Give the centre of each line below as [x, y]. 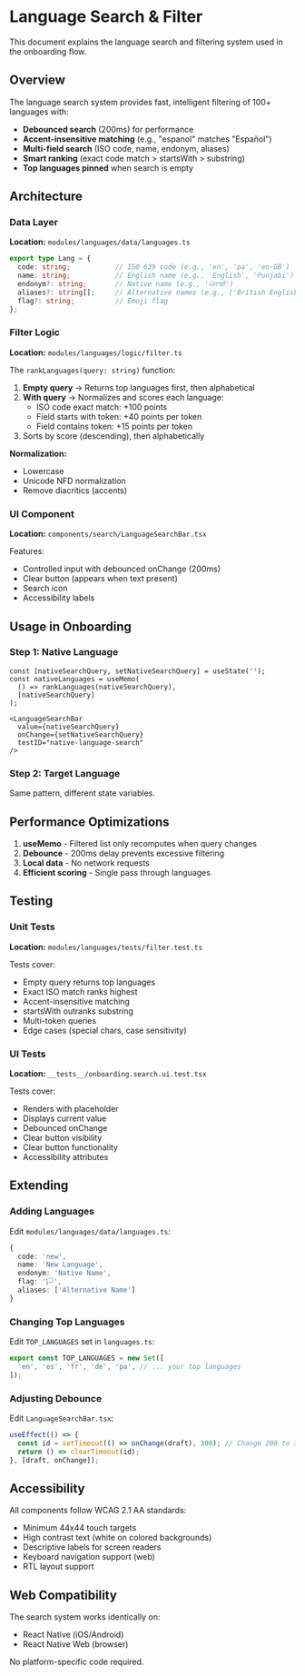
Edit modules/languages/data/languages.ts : [90, 1231]
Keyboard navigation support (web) [89, 1557]
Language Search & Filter [106, 17]
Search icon [45, 589]
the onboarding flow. [48, 51]
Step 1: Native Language [64, 652]
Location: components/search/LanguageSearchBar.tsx [108, 534]
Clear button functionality [70, 1147]
